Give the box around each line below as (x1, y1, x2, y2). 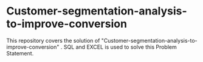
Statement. (6, 49, 34, 57)
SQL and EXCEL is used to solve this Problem (63, 43, 177, 51)
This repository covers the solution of (6, 37, 100, 44)
